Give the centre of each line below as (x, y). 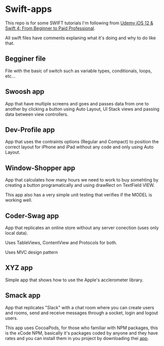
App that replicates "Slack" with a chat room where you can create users (80, 307)
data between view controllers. (37, 114)
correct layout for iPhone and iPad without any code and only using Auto (80, 147)
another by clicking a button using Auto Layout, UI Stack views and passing (82, 109)
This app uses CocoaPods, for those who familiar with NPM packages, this (82, 328)
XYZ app (19, 268)
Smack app (23, 296)
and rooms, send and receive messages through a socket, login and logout (82, 313)
